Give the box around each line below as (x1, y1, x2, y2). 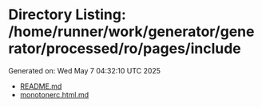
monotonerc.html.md (19, 89, 89, 99)
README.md (19, 81, 62, 91)
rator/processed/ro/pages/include (8, 40, 241, 57)
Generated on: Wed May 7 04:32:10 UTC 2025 (8, 65, 161, 75)
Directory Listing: (8, 6, 126, 24)
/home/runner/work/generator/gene (8, 22, 255, 41)
